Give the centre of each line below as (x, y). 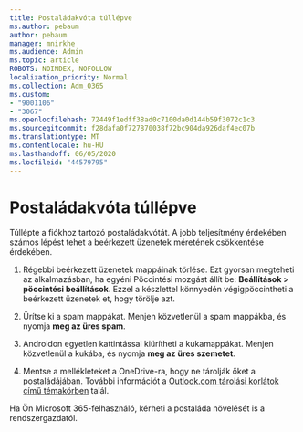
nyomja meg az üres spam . (74, 326)
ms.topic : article (44, 60)
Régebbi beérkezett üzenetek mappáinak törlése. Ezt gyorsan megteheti (158, 269)
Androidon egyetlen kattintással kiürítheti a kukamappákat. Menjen (148, 344)
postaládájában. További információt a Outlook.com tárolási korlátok (151, 381)
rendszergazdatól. (43, 418)
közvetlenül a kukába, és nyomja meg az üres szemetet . (129, 353)
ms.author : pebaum (44, 26)
